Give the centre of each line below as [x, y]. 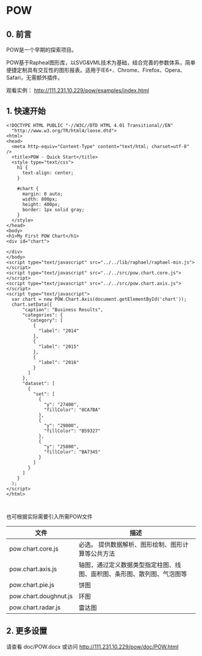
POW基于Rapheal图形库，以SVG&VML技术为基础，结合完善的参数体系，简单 [101, 63]
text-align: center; [48, 173]
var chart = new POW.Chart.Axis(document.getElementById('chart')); [99, 299]
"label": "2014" [59, 331]
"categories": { [42, 315]
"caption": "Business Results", [63, 310]
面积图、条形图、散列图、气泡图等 [139, 574]
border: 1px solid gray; [53, 209]
